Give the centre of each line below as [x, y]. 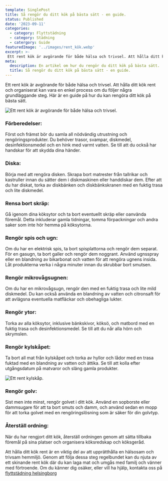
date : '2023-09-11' [25, 24]
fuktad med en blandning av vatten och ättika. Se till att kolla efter [73, 363]
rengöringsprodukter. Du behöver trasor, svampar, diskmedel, [69, 140]
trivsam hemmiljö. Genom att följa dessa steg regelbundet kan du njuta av [81, 457]
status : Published [24, 19]
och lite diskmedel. [24, 190]
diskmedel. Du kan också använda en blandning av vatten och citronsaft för [83, 294]
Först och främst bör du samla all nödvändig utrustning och [66, 134]
